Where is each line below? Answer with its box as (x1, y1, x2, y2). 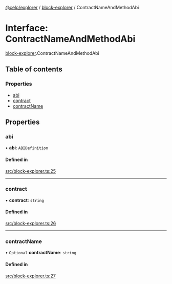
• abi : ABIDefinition (5, 145, 49, 151)
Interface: (5, 23, 49, 34)
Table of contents (5, 65, 62, 74)
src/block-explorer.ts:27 (5, 273, 56, 279)
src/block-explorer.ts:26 (5, 220, 56, 227)
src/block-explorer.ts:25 (5, 168, 56, 174)
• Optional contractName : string (5, 250, 77, 256)
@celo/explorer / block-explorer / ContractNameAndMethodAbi (5, 5, 139, 10)
